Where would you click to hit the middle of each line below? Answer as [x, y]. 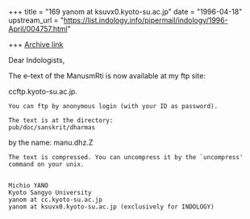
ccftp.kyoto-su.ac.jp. [43, 91]
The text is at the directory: [61, 120]
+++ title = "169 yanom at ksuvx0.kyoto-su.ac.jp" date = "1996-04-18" [125, 12]
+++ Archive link [36, 44]
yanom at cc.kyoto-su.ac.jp [56, 200]
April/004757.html [38, 29]
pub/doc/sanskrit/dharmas [52, 128]
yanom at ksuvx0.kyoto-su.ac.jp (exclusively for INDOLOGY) [112, 207]
